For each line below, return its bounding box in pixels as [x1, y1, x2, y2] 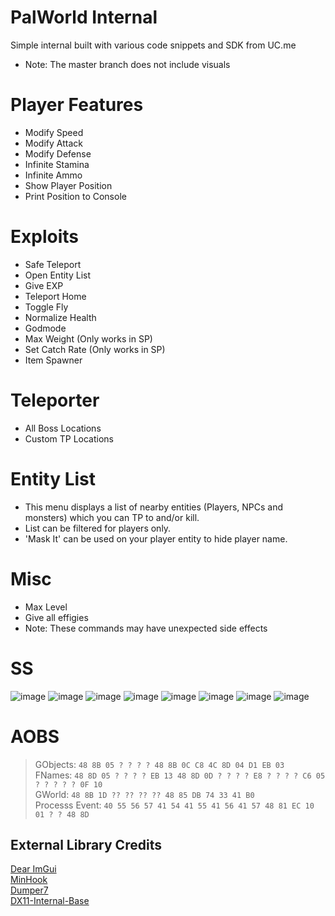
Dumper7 [10, 884, 49, 896]
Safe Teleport [24, 258, 82, 270]
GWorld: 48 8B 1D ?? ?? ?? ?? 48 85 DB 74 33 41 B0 [34, 788, 255, 800]
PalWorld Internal [10, 6, 158, 29]
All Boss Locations [24, 422, 102, 434]
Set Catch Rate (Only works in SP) [24, 343, 166, 355]
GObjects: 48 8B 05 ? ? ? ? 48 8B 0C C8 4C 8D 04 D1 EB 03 [34, 758, 285, 770]
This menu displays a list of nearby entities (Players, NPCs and [24, 501, 284, 513]
